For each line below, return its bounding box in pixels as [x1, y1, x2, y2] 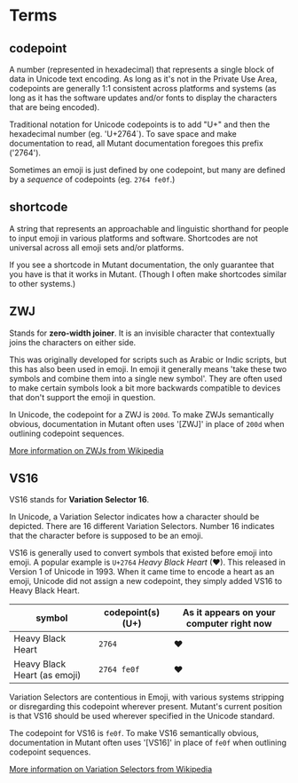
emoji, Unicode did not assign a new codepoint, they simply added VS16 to [9, 576, 282, 587]
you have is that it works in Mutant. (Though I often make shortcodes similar [9, 268, 287, 280]
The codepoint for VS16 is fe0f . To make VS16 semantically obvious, [9, 728, 259, 739]
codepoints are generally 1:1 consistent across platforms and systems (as [9, 83, 277, 93]
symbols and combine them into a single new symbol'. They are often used [9, 373, 283, 384]
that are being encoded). [9, 102, 100, 112]
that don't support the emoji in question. [9, 391, 156, 402]
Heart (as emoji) [13, 669, 82, 682]
